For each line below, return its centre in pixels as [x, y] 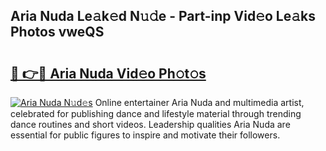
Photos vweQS [57, 32]
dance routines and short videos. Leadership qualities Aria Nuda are [150, 124]
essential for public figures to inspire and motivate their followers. [145, 135]
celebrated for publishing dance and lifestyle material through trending [156, 113]
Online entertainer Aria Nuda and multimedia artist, [199, 102]
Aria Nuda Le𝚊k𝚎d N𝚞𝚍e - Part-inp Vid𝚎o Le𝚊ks [163, 16]
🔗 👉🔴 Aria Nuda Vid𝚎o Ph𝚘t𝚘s [108, 73]
